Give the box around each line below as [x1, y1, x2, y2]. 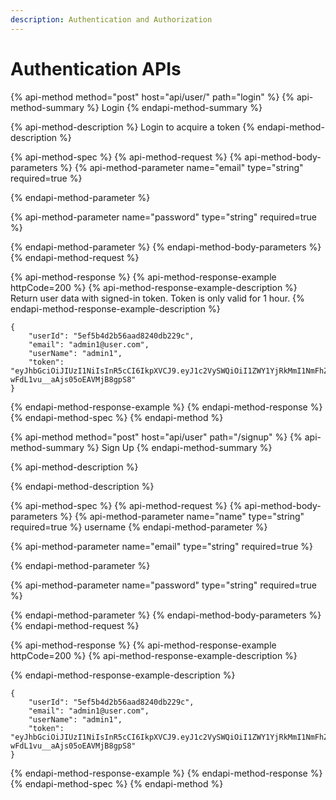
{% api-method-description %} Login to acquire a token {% [10, 121, 255, 133]
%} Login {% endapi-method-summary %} [86, 101, 263, 113]
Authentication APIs [10, 57, 182, 80]
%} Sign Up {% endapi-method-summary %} [86, 441, 273, 453]
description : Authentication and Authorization [10, 14, 213, 25]
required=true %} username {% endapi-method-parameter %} [10, 521, 268, 533]
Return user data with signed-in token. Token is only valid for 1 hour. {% [10, 292, 305, 304]
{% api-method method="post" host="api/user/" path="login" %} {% [10, 91, 295, 103]
